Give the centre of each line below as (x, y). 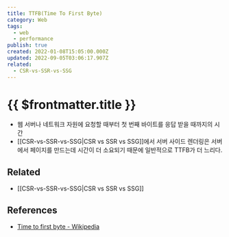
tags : (15, 26)
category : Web (27, 20)
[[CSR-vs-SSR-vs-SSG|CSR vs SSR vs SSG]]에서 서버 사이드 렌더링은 (113, 142)
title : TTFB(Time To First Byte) (55, 13)
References (32, 210)
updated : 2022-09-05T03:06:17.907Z (58, 58)
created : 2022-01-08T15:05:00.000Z (58, 52)
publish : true (27, 45)
